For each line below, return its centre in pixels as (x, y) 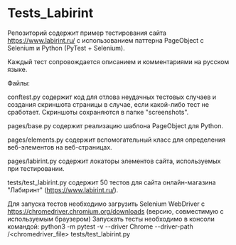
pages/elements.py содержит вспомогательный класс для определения (117, 140)
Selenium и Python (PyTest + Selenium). (66, 48)
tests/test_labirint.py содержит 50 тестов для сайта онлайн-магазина (112, 182)
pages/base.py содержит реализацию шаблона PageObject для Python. (116, 125)
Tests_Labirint (50, 13)
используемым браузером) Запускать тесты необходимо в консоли (111, 219)
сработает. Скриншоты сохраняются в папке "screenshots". (98, 112)
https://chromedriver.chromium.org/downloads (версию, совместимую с (116, 211)
